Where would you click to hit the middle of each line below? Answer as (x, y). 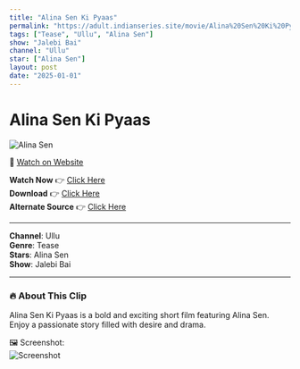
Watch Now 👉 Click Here (57, 180)
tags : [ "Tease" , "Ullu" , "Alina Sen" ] (81, 34)
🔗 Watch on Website (46, 162)
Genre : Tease (34, 245)
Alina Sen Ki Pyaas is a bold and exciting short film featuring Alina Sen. (139, 314)
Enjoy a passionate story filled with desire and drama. (108, 324)
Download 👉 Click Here (54, 193)
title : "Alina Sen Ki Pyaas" (63, 17)
